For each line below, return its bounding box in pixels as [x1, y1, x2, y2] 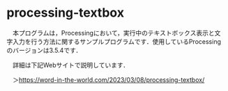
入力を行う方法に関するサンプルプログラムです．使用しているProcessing [12, 37, 221, 46]
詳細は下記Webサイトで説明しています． [12, 60, 130, 69]
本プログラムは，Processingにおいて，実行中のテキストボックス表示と [12, 28, 215, 37]
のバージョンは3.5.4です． [6, 46, 82, 54]
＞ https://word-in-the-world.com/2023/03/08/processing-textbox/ [12, 75, 205, 84]
